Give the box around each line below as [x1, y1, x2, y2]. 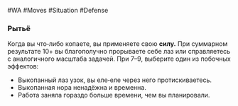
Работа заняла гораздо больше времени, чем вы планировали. [17, 91, 210, 100]
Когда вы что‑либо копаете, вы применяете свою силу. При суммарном [7, 40, 228, 48]
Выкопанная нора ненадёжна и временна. [17, 83, 147, 92]
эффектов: [7, 62, 39, 71]
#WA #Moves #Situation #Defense [7, 6, 109, 14]
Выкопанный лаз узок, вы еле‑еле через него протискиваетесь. [17, 76, 212, 84]
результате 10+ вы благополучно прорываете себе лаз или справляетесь [7, 47, 231, 56]
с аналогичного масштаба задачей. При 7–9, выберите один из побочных [7, 54, 231, 63]
